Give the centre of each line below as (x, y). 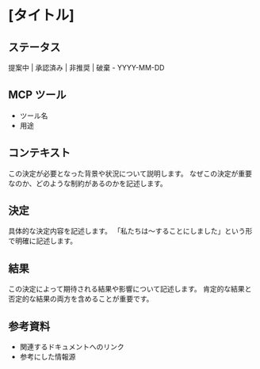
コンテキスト (40, 153)
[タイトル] (42, 15)
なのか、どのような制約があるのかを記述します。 (88, 183)
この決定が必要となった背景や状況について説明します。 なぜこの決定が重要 (130, 173)
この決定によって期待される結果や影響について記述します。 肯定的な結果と (130, 289)
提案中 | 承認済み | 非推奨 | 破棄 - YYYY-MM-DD (86, 68)
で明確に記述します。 (43, 241)
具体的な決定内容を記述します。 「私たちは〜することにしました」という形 (130, 231)
